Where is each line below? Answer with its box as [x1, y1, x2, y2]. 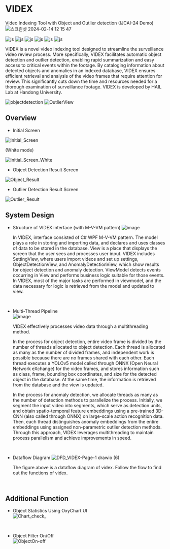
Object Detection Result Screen [12, 166, 79, 173]
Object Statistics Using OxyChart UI [12, 508, 88, 514]
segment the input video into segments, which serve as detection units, [12, 402, 162, 408]
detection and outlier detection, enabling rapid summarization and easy [5, 56, 155, 63]
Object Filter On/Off [12, 533, 54, 539]
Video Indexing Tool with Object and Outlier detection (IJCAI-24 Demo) [5, 20, 154, 26]
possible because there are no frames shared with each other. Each [12, 354, 154, 361]
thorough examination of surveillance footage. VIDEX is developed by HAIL [5, 83, 162, 89]
